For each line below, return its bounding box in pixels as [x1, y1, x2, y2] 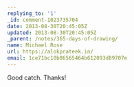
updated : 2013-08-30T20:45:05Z [7, 29, 97, 36]
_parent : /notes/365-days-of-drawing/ [7, 36, 118, 42]
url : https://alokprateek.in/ [7, 49, 94, 55]
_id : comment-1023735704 [7, 16, 78, 23]
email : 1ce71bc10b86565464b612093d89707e [7, 55, 128, 62]
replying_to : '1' [7, 10, 57, 17]
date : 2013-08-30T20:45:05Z [7, 23, 88, 29]
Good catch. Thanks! [7, 73, 67, 82]
